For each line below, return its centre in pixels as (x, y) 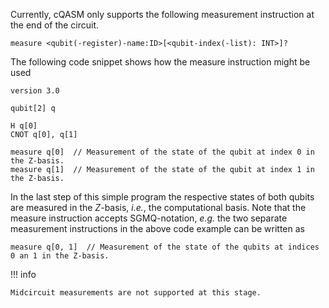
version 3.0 (35, 91)
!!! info (23, 274)
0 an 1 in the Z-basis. (60, 256)
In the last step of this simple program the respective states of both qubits (162, 197)
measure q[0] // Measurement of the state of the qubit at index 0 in (162, 152)
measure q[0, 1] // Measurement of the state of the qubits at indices (165, 247)
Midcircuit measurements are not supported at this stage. (136, 293)
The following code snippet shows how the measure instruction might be (160, 62)
